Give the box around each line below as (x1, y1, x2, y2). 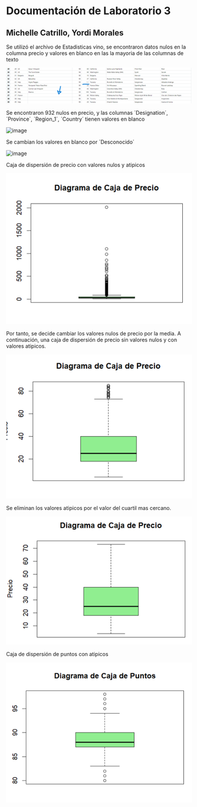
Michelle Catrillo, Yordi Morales (6, 28, 124, 38)
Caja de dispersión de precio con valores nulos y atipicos (6, 162, 146, 169)
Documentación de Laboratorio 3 (6, 4, 171, 18)
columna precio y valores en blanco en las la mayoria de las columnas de (6, 50, 184, 57)
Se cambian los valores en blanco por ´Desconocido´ (6, 138, 134, 146)
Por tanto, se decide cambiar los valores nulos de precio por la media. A (6, 330, 181, 337)
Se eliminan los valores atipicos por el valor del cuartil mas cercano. (6, 504, 172, 511)
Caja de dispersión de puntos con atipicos (6, 650, 109, 657)
